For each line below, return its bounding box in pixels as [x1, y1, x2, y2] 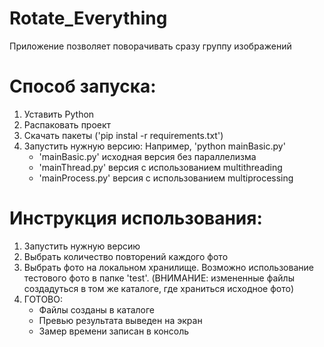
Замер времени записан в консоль [38, 325, 190, 337]
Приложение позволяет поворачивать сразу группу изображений [9, 40, 292, 52]
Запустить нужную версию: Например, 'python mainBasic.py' [23, 140, 286, 152]
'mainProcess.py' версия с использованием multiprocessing [38, 172, 294, 184]
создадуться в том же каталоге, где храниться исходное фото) [23, 282, 295, 294]
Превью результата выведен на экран [38, 314, 203, 326]
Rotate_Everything [9, 7, 168, 30]
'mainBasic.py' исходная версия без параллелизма [38, 150, 257, 162]
